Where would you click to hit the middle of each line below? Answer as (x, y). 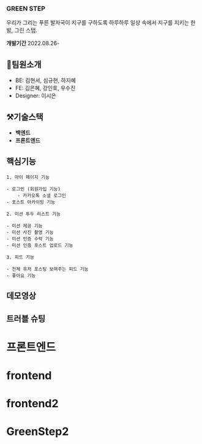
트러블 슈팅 (26, 319)
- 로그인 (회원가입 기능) (34, 189)
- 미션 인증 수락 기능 (30, 239)
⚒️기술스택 (25, 117)
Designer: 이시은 (36, 96)
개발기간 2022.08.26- (33, 43)
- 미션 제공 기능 (24, 226)
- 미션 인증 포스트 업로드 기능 (40, 245)
